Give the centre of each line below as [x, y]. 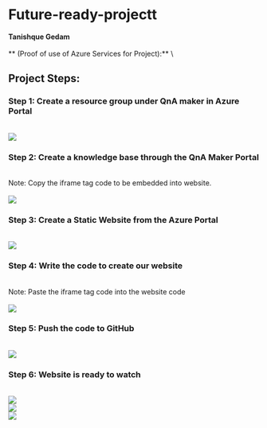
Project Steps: [44, 78]
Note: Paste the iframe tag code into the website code [97, 291]
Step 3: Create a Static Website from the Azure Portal [114, 220]
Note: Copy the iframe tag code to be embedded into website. [110, 183]
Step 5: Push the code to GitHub [71, 329]
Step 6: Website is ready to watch [75, 374]
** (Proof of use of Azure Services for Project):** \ [91, 53]
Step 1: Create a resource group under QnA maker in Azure [124, 101]
